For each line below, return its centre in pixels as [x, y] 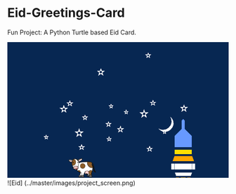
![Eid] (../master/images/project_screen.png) [71, 183]
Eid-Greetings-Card [66, 13]
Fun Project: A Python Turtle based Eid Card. [72, 32]
